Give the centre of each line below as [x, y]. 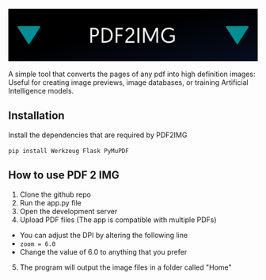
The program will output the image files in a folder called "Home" [125, 267]
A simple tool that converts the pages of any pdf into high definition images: [132, 74]
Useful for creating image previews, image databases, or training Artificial [128, 82]
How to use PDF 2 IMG [64, 175]
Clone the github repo [55, 194]
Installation [36, 116]
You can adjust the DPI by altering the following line [104, 235]
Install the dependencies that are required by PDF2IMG [98, 135]
